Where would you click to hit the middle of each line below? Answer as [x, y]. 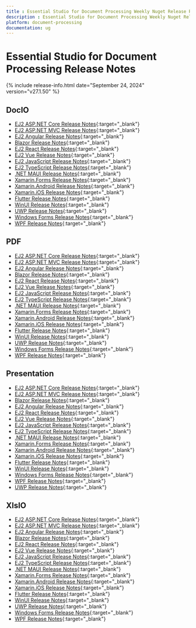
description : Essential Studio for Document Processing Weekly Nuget [94, 17]
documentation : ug [28, 28]
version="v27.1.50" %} [33, 92]
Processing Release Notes [71, 69]
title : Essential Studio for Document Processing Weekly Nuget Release [96, 11]
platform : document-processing [44, 22]
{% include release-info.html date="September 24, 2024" [75, 85]
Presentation [30, 374]
